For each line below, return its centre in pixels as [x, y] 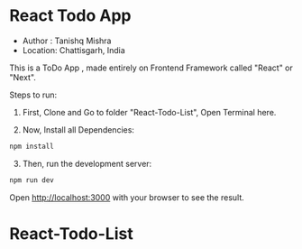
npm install [32, 146]
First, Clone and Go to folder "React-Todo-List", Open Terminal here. [149, 112]
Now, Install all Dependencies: [78, 129]
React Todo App [70, 16]
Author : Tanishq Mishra [67, 41]
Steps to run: [33, 95]
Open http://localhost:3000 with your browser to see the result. [127, 197]
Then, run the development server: [87, 163]
